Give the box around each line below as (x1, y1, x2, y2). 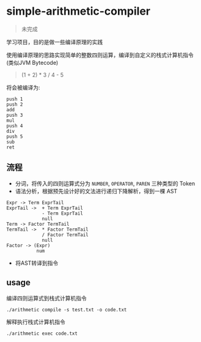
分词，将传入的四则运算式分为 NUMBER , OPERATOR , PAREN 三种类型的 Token (15, 179, 196, 187)
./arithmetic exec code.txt (6, 330, 78, 336)
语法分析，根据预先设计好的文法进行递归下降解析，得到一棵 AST (15, 187, 178, 195)
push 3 (6, 112, 23, 118)
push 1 (6, 96, 23, 102)
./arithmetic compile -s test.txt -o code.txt (6, 307, 127, 313)
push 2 (6, 101, 23, 108)
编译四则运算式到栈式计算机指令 (6, 294, 87, 302)
